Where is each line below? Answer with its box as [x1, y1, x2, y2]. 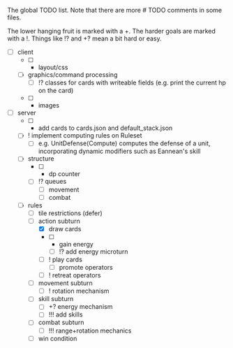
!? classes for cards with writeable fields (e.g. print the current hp [38, 78, 227, 87]
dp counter [48, 170, 81, 178]
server [17, 108, 36, 117]
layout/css [38, 63, 68, 72]
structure [27, 154, 54, 163]
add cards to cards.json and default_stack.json [38, 124, 173, 132]
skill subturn [38, 295, 74, 303]
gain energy [59, 240, 94, 248]
